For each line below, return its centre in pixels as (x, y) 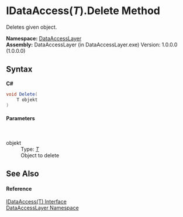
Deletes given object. (32, 27)
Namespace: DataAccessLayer (44, 38)
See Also (23, 173)
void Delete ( (22, 94)
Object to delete (40, 155)
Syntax (19, 69)
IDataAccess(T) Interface (37, 202)
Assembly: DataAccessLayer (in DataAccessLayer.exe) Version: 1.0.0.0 (92, 45)
